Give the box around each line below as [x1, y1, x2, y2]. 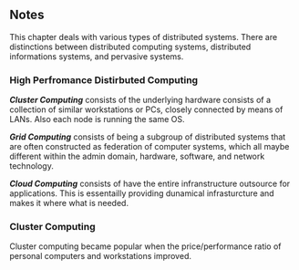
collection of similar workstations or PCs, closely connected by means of [9, 104, 284, 115]
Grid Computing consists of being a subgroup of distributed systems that [9, 131, 286, 142]
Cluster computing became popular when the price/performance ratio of [9, 241, 282, 252]
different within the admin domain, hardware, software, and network [9, 151, 265, 162]
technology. [9, 161, 55, 171]
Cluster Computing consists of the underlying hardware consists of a [9, 95, 272, 106]
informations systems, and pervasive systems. [9, 50, 184, 62]
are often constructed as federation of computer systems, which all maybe [9, 141, 290, 152]
